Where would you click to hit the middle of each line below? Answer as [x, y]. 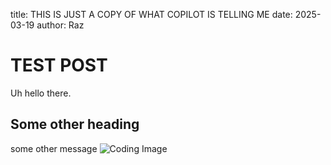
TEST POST [59, 65]
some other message [54, 148]
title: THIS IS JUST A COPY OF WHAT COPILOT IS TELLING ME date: [151, 14]
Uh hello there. [41, 93]
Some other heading [75, 124]
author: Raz [60, 25]
